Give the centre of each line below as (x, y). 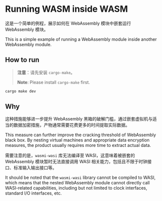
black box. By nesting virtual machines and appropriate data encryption (77, 140)
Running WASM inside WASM (67, 9)
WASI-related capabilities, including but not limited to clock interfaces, (76, 188)
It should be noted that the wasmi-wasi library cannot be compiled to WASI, (80, 177)
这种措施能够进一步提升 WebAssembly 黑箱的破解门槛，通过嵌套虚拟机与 (79, 119)
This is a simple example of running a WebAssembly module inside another (81, 39)
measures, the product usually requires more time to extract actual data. (78, 145)
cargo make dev (21, 91)
